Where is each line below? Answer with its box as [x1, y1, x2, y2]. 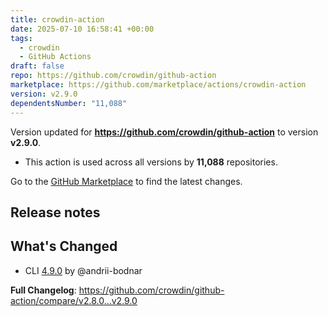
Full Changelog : [10, 284, 77, 296]
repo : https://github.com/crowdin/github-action [10, 71, 217, 81]
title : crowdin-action [10, 14, 105, 25]
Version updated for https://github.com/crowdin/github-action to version [10, 126, 319, 138]
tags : [10, 33, 33, 43]
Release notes [10, 204, 101, 221]
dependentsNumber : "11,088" [10, 98, 128, 108]
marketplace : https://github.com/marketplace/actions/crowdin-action [10, 80, 307, 90]
